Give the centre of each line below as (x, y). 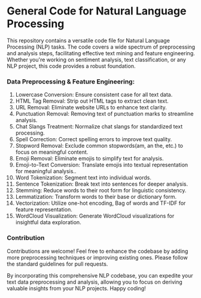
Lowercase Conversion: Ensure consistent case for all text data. (94, 95)
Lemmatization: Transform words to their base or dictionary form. (96, 197)
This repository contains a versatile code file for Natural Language (88, 40)
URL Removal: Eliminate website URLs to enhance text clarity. (91, 108)
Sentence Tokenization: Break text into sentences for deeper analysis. (101, 184)
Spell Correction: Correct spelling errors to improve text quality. (94, 139)
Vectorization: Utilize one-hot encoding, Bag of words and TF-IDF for (100, 203)
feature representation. (44, 210)
